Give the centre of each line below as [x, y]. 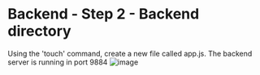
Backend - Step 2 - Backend [104, 14]
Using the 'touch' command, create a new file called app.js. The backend [130, 53]
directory [39, 31]
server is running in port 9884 [58, 62]
